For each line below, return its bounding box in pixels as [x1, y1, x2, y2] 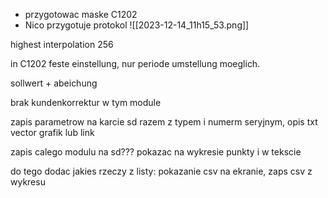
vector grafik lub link [10, 127, 95, 138]
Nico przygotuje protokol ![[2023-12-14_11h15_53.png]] [24, 19, 250, 31]
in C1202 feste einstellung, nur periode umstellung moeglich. [10, 58, 261, 69]
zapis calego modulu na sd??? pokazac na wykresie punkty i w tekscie [10, 146, 302, 158]
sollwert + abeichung [10, 77, 98, 89]
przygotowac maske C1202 [24, 9, 138, 20]
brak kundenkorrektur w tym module [10, 97, 162, 108]
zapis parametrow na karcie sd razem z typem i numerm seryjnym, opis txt [10, 116, 318, 128]
